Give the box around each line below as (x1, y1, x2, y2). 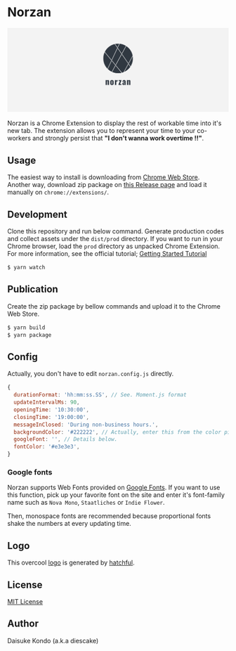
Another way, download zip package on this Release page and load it (7, 181, 207, 189)
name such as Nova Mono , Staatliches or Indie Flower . (7, 498, 165, 507)
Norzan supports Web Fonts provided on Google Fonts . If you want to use (7, 483, 221, 492)
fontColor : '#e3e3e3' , (13, 444, 80, 451)
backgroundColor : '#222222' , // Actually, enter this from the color (13, 428, 221, 436)
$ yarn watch (7, 264, 46, 271)
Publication (7, 283, 58, 295)
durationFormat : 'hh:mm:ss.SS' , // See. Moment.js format (13, 392, 188, 399)
